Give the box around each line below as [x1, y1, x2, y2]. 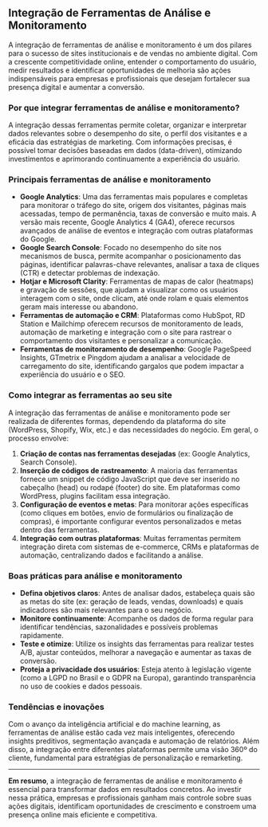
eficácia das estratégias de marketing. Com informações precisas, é [8, 137, 233, 147]
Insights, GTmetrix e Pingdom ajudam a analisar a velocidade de [19, 353, 231, 363]
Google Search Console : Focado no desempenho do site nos [19, 243, 222, 253]
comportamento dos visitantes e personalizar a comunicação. [19, 336, 223, 346]
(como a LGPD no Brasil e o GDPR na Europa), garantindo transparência [19, 673, 256, 682]
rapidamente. [19, 631, 64, 640]
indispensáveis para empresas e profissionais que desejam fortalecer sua [8, 73, 250, 83]
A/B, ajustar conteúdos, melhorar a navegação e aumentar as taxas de [19, 648, 252, 657]
